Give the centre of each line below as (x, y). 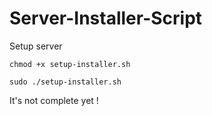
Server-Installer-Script (106, 18)
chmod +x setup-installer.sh (70, 64)
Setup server (36, 46)
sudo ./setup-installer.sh (65, 82)
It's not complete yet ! (54, 100)
